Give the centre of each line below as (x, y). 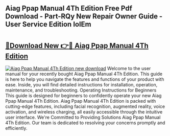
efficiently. (16, 128)
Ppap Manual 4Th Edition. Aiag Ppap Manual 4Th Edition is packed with (81, 101)
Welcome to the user (129, 68)
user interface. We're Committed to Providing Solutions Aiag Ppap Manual (83, 117)
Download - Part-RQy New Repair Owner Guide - (84, 17)
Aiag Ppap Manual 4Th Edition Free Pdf (69, 8)
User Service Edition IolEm (48, 24)
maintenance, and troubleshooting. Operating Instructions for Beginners (81, 90)
